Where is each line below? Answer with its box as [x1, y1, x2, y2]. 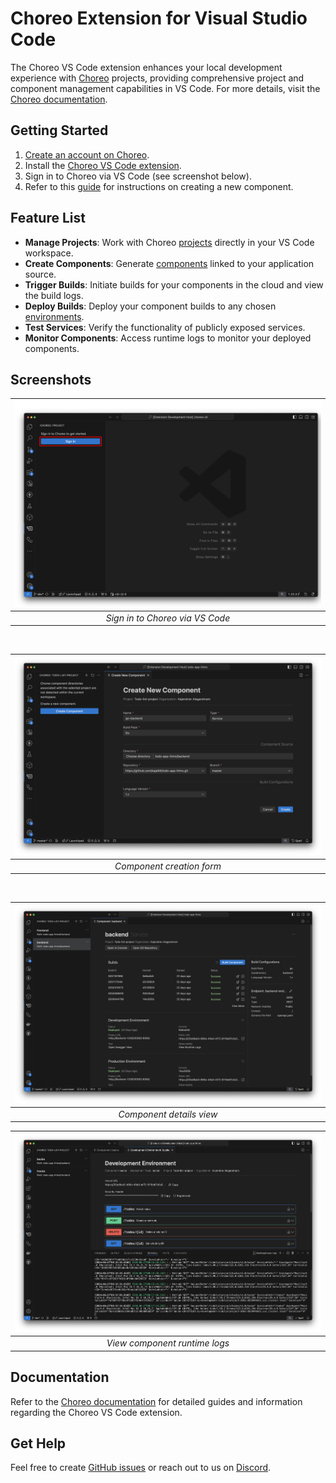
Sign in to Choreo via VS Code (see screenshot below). [24, 170, 252, 182]
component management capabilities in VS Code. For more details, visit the [10, 82, 321, 94]
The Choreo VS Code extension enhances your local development [10, 61, 283, 73]
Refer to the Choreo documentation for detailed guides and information [10, 1395, 303, 1407]
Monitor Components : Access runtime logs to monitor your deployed [24, 332, 312, 344]
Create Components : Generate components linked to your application [24, 257, 315, 269]
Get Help [10, 1435, 67, 1452]
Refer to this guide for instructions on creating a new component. [24, 180, 294, 192]
